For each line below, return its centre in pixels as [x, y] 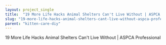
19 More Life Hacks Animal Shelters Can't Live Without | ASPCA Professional [83, 38]
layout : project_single [30, 10]
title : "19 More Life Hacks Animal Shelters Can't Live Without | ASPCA [83, 14]
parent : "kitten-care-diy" [33, 23]
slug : [11, 19]
